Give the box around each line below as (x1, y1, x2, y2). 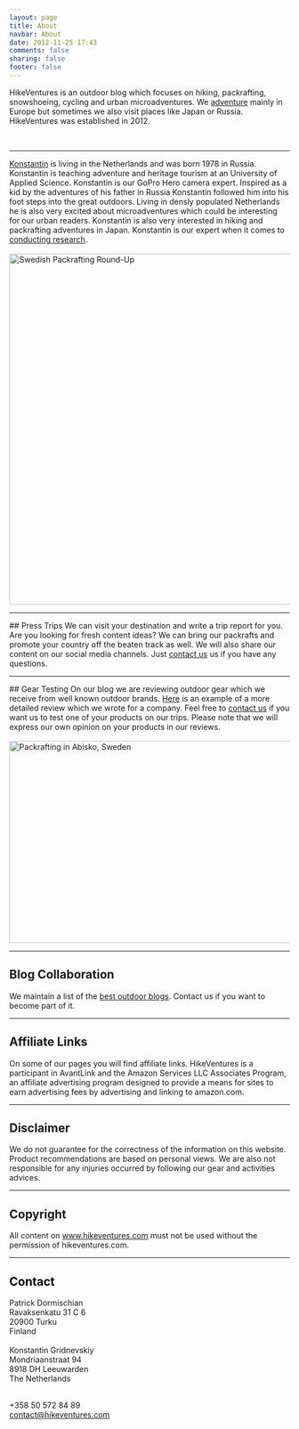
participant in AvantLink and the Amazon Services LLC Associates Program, (9, 1068, 287, 1078)
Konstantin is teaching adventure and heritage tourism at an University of (9, 167, 278, 178)
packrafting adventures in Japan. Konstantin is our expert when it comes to (9, 224, 285, 235)
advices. (9, 1173, 41, 1183)
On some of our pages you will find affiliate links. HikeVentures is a (9, 1058, 254, 1068)
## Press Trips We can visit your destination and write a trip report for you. (9, 620, 283, 630)
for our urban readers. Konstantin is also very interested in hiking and (9, 215, 263, 225)
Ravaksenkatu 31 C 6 (9, 1306, 86, 1318)
